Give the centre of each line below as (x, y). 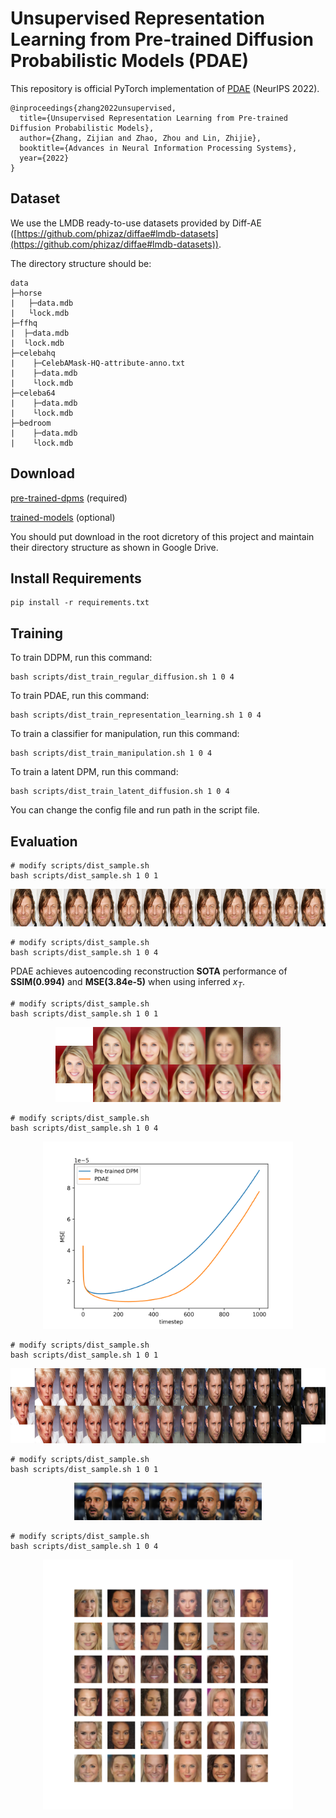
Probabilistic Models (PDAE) (129, 61)
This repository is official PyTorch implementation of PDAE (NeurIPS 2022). (165, 88)
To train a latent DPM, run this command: (94, 772)
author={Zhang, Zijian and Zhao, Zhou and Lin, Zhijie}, (140, 138)
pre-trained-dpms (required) (69, 498)
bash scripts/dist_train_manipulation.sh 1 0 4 (111, 753)
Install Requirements (76, 578)
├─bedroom (31, 423)
